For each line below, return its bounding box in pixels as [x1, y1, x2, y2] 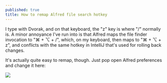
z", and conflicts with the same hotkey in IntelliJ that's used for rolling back [5, 42, 162, 48]
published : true [5, 7, 39, 13]
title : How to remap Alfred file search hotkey [5, 12, 108, 17]
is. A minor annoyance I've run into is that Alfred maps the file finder [5, 31, 148, 37]
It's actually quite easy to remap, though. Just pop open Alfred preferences [5, 57, 162, 63]
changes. [5, 47, 25, 53]
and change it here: [5, 62, 46, 68]
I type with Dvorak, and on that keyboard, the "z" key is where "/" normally [5, 26, 161, 32]
